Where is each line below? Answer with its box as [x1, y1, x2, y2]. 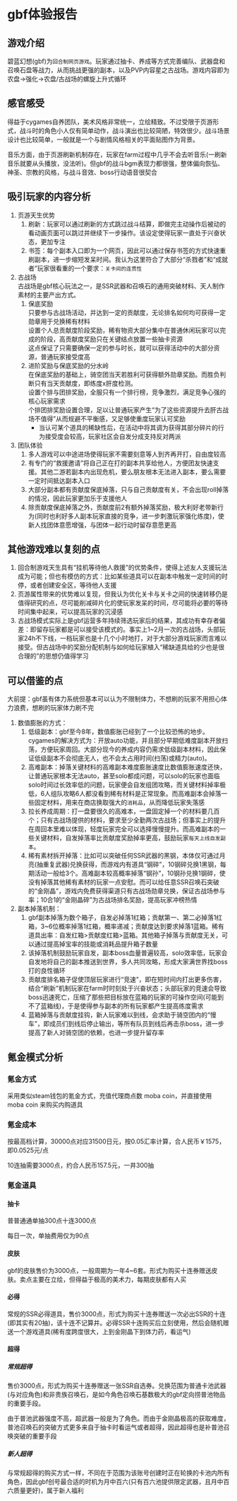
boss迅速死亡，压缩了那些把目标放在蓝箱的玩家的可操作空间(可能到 [28, 993, 224, 1002]
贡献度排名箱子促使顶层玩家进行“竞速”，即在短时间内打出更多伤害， [28, 975, 226, 984]
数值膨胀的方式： [17, 719, 68, 727]
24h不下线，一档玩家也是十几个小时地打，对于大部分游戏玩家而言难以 [23, 634, 227, 643]
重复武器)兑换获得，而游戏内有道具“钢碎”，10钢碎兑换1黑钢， [42, 860, 221, 869]
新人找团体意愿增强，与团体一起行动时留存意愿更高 [28, 520, 177, 529]
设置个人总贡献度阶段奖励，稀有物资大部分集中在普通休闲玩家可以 [28, 326, 220, 334]
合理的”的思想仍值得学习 [17, 652, 89, 661]
